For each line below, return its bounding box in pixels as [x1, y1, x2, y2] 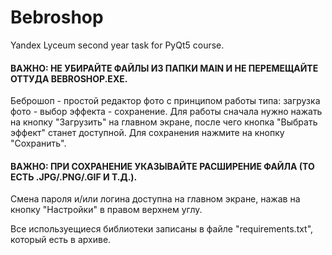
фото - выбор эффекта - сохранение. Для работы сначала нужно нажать [10, 106, 323, 118]
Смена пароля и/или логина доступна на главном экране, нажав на [10, 193, 301, 205]
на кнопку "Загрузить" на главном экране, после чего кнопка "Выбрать [10, 116, 318, 128]
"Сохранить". [10, 137, 67, 150]
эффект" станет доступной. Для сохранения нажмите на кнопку [10, 127, 285, 139]
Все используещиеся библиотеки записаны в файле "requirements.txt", [10, 223, 314, 235]
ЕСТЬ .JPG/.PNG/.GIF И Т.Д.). [10, 171, 138, 183]
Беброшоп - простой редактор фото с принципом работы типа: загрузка [10, 95, 321, 107]
